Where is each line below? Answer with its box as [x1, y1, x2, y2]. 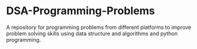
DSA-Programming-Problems [6, 4, 155, 18]
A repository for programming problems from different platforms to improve [6, 24, 192, 31]
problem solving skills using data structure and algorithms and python [6, 30, 178, 37]
